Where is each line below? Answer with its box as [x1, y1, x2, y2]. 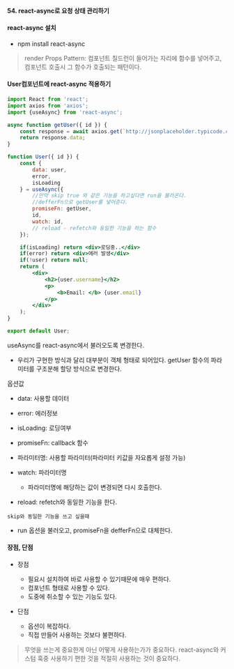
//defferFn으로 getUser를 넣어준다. [32, 199, 129, 206]
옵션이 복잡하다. [27, 622, 71, 631]
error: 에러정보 [17, 408, 58, 417]
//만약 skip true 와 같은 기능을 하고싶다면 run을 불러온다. [32, 192, 187, 199]
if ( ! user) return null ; [19, 256, 89, 264]
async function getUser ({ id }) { [7, 121, 108, 128]
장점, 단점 [7, 544, 33, 552]
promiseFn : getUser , [32, 206, 92, 213]
